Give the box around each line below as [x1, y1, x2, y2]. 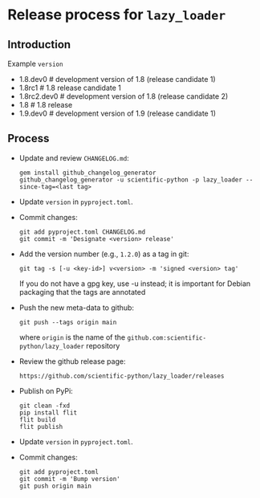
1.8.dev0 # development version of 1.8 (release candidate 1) [18, 75, 216, 84]
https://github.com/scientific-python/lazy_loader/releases [18, 372, 225, 380]
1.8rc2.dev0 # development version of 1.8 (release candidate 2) [18, 92, 229, 101]
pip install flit [18, 408, 78, 417]
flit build [18, 415, 56, 423]
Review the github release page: [18, 356, 126, 366]
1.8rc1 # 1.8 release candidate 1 [18, 83, 122, 92]
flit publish [18, 422, 63, 431]
